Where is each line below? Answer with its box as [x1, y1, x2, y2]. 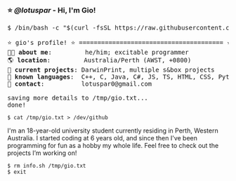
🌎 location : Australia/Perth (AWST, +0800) [7, 56, 192, 65]
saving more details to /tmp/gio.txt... [7, 94, 149, 102]
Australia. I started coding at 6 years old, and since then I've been [7, 134, 198, 142]
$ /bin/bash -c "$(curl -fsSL [7, 24, 112, 32]
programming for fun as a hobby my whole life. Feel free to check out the [7, 142, 219, 150]
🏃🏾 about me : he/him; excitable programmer [7, 48, 190, 57]
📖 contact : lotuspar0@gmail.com [7, 80, 152, 88]
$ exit [7, 168, 27, 176]
